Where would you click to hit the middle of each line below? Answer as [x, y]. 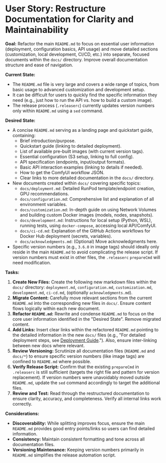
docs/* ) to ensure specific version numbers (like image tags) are [78, 356]
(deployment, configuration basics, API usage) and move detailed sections [82, 49]
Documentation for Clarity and [69, 19]
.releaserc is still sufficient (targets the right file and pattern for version [86, 372]
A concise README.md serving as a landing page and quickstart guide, [83, 130]
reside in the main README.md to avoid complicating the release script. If [85, 252]
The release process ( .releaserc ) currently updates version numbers [83, 105]
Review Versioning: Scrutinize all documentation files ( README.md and [84, 351]
